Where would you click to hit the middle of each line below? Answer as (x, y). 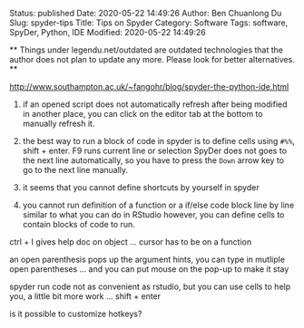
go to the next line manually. (75, 170)
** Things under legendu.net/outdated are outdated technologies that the (147, 50)
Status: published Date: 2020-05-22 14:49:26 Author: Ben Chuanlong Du (146, 13)
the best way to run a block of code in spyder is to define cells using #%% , (158, 141)
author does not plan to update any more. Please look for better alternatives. (152, 59)
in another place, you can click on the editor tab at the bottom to (142, 114)
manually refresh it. (59, 123)
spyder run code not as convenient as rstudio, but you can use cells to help (150, 286)
